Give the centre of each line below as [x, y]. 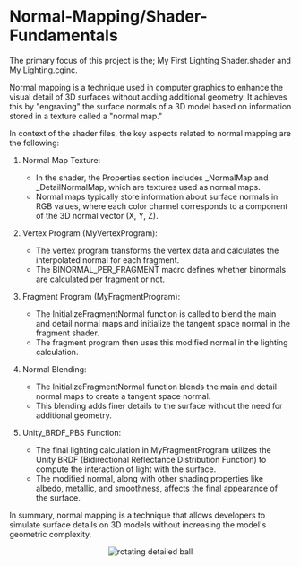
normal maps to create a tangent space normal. [123, 396]
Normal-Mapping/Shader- [108, 17]
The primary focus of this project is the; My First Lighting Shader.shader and [150, 60]
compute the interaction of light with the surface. [126, 469]
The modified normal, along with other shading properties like [150, 478]
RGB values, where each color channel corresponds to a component [162, 206]
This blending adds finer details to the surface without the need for [159, 405]
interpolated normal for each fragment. [107, 260]
